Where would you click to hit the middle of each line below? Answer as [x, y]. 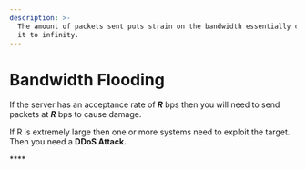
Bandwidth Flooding [87, 80]
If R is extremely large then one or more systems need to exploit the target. [150, 132]
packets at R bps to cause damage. [76, 114]
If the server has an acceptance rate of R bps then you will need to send [145, 104]
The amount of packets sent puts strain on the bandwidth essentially [154, 26]
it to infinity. [48, 35]
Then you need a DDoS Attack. [68, 142]
